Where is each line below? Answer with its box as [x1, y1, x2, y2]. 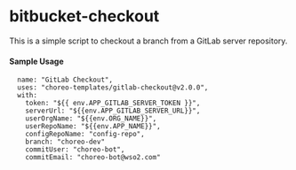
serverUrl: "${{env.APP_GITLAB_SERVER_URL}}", [25, 106, 201, 116]
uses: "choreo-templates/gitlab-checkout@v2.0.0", [17, 83, 209, 92]
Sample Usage [9, 56, 64, 66]
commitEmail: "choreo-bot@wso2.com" [25, 153, 162, 162]
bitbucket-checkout [9, 6, 160, 27]
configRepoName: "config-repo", [25, 130, 145, 139]
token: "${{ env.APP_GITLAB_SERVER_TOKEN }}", [25, 99, 201, 108]
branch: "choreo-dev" [25, 137, 105, 147]
